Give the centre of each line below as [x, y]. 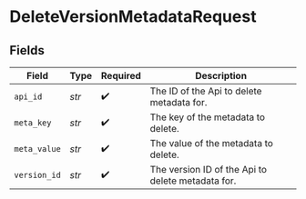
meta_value [37, 149]
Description [221, 76]
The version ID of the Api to [208, 169]
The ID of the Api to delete [206, 91]
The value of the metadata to [211, 143]
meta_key [33, 123]
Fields [27, 50]
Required [121, 76]
